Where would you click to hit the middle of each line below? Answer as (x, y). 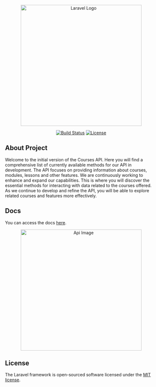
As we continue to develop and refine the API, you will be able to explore (77, 190)
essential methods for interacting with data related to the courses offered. (78, 185)
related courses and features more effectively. (51, 196)
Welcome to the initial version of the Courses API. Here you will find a (74, 159)
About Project (26, 148)
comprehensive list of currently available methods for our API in (68, 165)
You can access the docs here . (36, 222)
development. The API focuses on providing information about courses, (76, 170)
